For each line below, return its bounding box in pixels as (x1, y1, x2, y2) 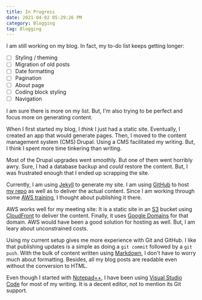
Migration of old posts (14, 61, 71, 68)
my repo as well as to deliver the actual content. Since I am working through (6, 187, 195, 194)
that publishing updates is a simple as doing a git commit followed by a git (6, 243, 193, 250)
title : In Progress (6, 8, 55, 15)
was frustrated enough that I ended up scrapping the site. (6, 169, 150, 176)
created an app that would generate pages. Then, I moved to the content (6, 131, 187, 139)
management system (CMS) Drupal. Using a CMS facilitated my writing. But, (6, 138, 195, 145)
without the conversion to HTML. (6, 262, 88, 269)
